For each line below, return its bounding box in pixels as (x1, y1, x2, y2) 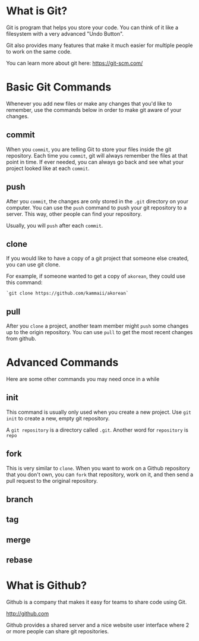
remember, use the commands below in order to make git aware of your (6, 106, 182, 114)
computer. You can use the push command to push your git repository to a (6, 204, 187, 211)
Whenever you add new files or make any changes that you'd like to (6, 100, 172, 107)
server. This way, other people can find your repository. (6, 210, 142, 218)
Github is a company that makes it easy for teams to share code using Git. (6, 599, 187, 606)
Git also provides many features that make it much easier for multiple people (6, 42, 193, 49)
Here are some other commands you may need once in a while (6, 376, 160, 383)
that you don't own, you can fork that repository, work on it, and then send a (6, 471, 194, 478)
